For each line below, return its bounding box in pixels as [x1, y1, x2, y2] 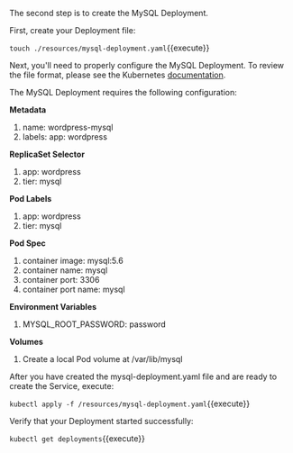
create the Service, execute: [9, 381, 114, 391]
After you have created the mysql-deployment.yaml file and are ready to [9, 371, 278, 382]
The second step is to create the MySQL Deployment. [9, 8, 209, 18]
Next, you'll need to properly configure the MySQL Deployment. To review [9, 60, 285, 70]
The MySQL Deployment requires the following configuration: [9, 87, 237, 97]
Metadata [9, 104, 47, 115]
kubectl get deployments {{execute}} [9, 433, 146, 444]
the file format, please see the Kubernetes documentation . [9, 69, 226, 80]
